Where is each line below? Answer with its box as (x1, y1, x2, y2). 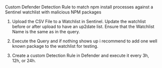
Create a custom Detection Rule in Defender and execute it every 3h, (12, 53, 149, 58)
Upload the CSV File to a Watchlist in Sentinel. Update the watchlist (12, 19, 146, 24)
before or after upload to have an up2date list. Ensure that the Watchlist (12, 24, 155, 29)
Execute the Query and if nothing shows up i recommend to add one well (12, 38, 158, 44)
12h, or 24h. (12, 58, 36, 63)
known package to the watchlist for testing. (12, 43, 99, 49)
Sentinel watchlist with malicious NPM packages (5, 9, 102, 15)
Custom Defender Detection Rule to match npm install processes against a (5, 4, 153, 10)
